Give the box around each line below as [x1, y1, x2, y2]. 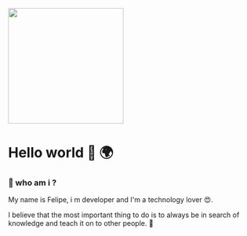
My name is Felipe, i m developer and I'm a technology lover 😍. [8, 195, 213, 205]
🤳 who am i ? [8, 177, 57, 188]
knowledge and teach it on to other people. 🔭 [8, 219, 154, 228]
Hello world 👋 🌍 [8, 144, 114, 162]
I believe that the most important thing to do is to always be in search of [8, 210, 240, 219]
